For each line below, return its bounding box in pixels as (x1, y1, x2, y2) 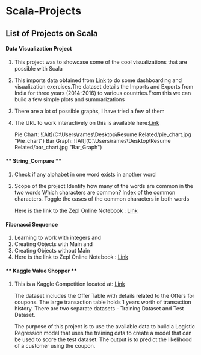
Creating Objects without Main (14, 247, 90, 254)
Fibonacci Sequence (5, 221, 58, 228)
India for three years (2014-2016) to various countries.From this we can (14, 89, 191, 96)
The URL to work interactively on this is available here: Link (14, 119, 160, 126)
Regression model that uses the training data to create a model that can (14, 330, 192, 337)
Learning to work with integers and (14, 234, 102, 242)
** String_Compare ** (5, 157, 61, 165)
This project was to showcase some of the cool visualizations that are (14, 58, 187, 66)
